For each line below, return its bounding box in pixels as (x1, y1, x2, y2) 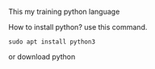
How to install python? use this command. (8, 22, 148, 31)
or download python (8, 52, 76, 61)
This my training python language (8, 7, 120, 16)
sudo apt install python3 (8, 38, 95, 46)
